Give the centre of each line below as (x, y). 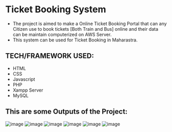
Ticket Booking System (56, 9)
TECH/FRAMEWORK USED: (50, 56)
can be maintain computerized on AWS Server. (62, 34)
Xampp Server (28, 90)
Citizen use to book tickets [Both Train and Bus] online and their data (85, 29)
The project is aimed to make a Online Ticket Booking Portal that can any (90, 24)
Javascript (24, 79)
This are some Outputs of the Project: (66, 112)
